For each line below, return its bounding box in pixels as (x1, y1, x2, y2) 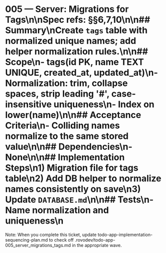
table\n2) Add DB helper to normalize (5, 173, 162, 184)
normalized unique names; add (5, 35, 136, 47)
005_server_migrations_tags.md (5, 242, 71, 248)
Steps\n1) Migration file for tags (5, 162, 139, 174)
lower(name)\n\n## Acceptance (5, 110, 141, 121)
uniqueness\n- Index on (53, 99, 155, 110)
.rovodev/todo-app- (74, 237, 116, 243)
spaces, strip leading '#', (5, 88, 110, 100)
